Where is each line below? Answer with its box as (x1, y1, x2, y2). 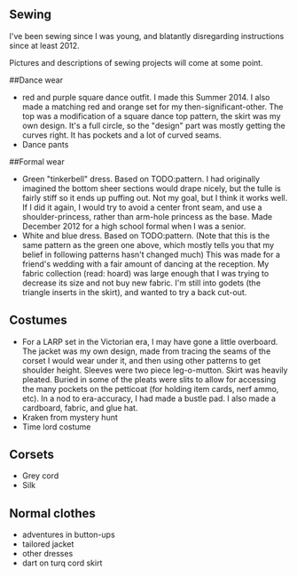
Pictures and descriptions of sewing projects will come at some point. (9, 57, 263, 68)
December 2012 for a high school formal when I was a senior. (21, 220, 246, 231)
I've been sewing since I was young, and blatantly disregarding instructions (9, 30, 285, 41)
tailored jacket (21, 539, 74, 549)
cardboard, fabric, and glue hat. (21, 402, 138, 413)
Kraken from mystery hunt (21, 412, 118, 422)
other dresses (21, 549, 74, 559)
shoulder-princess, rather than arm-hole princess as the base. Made (21, 211, 273, 221)
